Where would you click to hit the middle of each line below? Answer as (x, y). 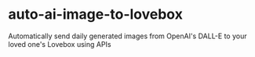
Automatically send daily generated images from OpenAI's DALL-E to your (127, 36)
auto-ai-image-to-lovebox (95, 14)
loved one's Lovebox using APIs (60, 44)
